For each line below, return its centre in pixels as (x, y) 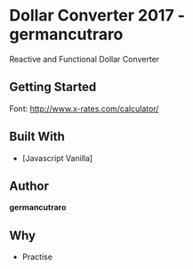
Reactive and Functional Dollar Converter (84, 59)
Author (29, 186)
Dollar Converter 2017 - (97, 16)
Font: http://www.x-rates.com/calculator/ (84, 109)
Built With (37, 137)
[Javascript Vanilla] (57, 158)
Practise (37, 257)
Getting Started (53, 87)
